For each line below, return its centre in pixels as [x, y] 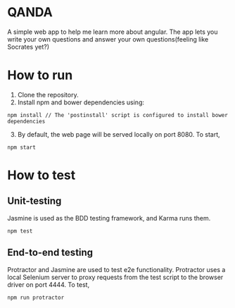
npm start [22, 147]
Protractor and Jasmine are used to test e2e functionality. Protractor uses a [116, 269]
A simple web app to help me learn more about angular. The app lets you [113, 32]
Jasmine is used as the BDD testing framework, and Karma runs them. [109, 218]
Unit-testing [34, 201]
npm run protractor [36, 297]
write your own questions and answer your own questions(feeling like [108, 39]
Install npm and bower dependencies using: [81, 102]
